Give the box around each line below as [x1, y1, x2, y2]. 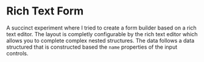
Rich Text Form [6, 4, 84, 18]
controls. [6, 49, 29, 57]
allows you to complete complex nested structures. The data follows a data [6, 37, 195, 44]
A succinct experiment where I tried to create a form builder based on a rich [6, 24, 197, 31]
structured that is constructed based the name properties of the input [6, 43, 178, 51]
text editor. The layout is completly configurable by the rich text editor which [6, 30, 198, 37]
